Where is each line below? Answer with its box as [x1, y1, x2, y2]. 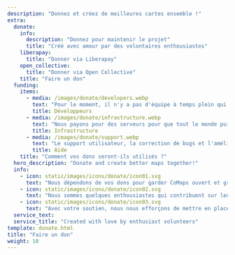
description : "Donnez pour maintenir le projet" [25, 36, 171, 43]
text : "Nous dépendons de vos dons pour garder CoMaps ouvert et [25, 179, 220, 186]
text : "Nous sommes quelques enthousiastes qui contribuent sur [25, 192, 218, 199]
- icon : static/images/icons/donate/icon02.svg [20, 186, 161, 193]
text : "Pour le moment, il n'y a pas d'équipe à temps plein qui [32, 101, 227, 108]
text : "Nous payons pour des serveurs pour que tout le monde [32, 120, 218, 128]
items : [20, 88, 39, 95]
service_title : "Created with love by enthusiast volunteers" [13, 218, 199, 225]
